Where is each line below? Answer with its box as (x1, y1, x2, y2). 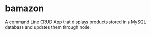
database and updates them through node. (5, 24, 91, 30)
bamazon (5, 3, 44, 14)
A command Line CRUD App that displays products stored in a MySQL (5, 19, 146, 25)
